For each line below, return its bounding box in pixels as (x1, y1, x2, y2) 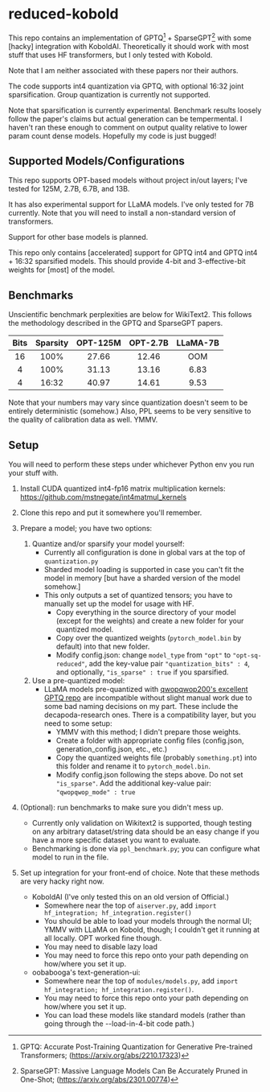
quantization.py (43, 558, 99, 566)
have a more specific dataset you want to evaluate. (31, 835, 201, 845)
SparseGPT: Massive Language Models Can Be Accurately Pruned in (19, 1066, 247, 1076)
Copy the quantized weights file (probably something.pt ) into (55, 753, 257, 763)
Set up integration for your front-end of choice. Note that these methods (19, 868, 260, 878)
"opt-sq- (232, 652, 262, 660)
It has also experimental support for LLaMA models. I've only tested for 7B (8, 200, 255, 209)
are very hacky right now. (19, 876, 104, 886)
